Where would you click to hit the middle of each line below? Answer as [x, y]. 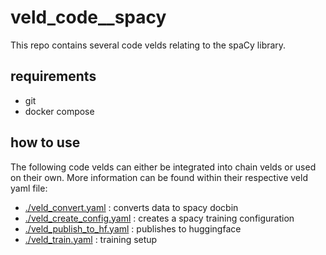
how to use [45, 142]
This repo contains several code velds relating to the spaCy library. [148, 45]
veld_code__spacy [88, 17]
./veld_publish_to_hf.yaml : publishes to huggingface [133, 228]
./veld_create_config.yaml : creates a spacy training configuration [159, 218]
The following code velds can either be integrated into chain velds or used [163, 167]
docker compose [59, 111]
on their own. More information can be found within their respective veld [159, 177]
